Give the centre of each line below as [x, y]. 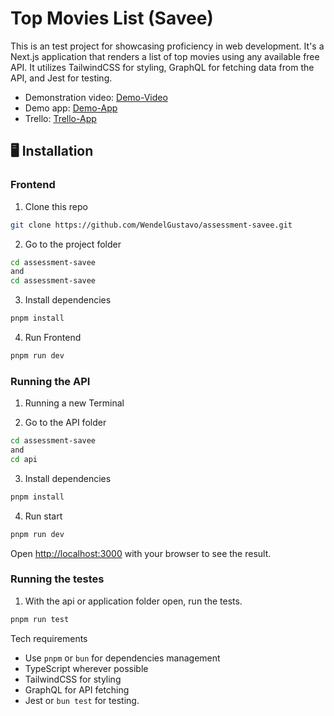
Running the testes [57, 579]
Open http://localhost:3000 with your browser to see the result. [141, 553]
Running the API [50, 381]
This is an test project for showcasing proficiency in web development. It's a [167, 46]
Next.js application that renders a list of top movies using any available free [165, 56]
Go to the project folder [73, 244]
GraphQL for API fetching [77, 689]
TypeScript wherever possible [86, 668]
